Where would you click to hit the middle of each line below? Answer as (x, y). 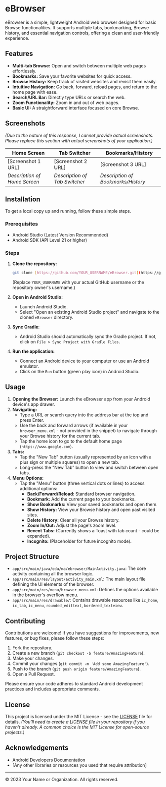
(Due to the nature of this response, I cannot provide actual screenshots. (79, 135)
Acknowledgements (37, 748)
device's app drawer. (34, 404)
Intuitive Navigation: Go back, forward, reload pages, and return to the (85, 87)
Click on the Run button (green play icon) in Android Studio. (80, 371)
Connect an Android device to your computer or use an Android (84, 361)
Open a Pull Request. (34, 674)
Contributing (25, 621)
